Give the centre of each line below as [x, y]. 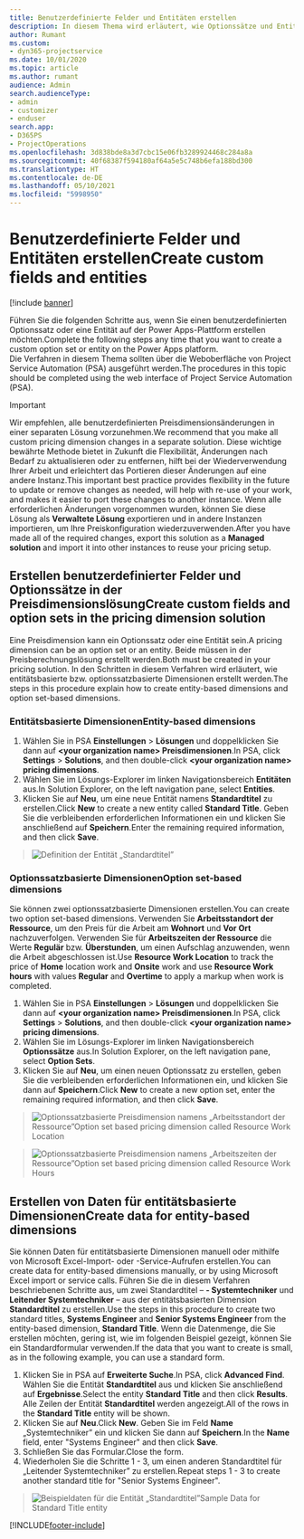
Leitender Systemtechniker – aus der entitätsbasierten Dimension [133, 1300]
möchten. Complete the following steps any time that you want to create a [146, 339]
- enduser [28, 119]
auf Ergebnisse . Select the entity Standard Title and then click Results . [155, 1394]
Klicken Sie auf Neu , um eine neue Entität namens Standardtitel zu [147, 799]
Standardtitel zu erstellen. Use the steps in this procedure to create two [142, 1309]
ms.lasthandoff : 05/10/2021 [62, 186]
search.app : [32, 128]
